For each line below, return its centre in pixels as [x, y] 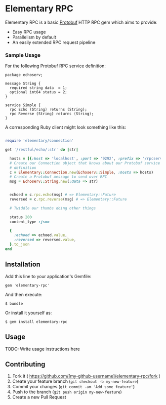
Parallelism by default [34, 37]
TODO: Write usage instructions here [42, 349]
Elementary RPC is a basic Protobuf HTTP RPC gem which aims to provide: [81, 22]
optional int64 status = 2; [39, 92]
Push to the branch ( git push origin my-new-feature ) [67, 392]
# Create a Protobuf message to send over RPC [58, 177]
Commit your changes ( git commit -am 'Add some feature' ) [73, 387]
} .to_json [20, 244]
